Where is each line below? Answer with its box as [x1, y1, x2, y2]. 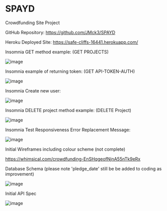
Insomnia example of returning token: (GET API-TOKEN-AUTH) [5, 68, 135, 74]
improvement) [5, 171, 34, 177]
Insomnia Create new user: [5, 87, 61, 93]
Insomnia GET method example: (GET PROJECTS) [5, 49, 109, 55]
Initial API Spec [5, 190, 37, 196]
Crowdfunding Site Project [5, 20, 60, 26]
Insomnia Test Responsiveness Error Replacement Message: [5, 127, 131, 133]
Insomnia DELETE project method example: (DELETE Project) [5, 107, 132, 113]
